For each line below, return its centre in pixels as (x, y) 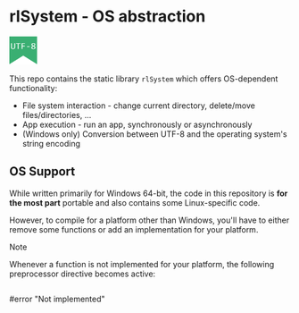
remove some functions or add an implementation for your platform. (134, 229)
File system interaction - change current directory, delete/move (139, 106)
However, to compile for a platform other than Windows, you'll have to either (149, 220)
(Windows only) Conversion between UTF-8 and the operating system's (154, 134)
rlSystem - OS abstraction (108, 17)
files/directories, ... (57, 114)
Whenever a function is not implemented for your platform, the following (142, 264)
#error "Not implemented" (57, 299)
